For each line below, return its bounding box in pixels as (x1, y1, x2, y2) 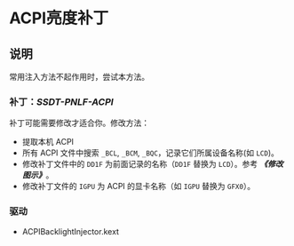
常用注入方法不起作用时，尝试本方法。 (9, 72, 149, 82)
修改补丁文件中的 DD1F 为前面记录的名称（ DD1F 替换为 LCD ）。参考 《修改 (21, 159, 284, 170)
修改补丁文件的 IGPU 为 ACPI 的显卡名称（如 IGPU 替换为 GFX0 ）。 (21, 181, 256, 192)
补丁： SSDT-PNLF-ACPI (9, 95, 114, 107)
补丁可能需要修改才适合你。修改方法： (9, 117, 149, 129)
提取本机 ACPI (21, 137, 74, 147)
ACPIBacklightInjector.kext (21, 226, 120, 236)
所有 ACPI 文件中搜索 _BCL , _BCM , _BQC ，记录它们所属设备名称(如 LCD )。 (21, 147, 280, 158)
